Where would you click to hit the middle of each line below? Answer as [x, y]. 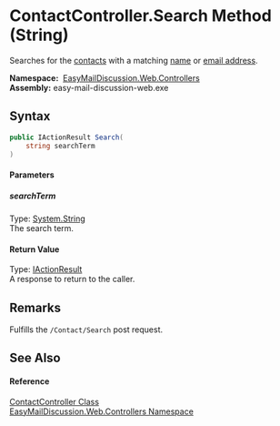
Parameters [32, 175]
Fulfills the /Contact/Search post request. [86, 330]
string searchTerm [60, 146]
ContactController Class [55, 401]
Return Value [35, 249]
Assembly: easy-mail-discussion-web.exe [89, 87]
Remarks [35, 307]
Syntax [30, 116]
